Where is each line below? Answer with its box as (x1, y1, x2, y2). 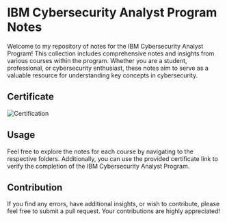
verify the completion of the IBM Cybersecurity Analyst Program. (7, 162, 190, 170)
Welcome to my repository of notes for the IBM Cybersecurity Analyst (7, 42, 204, 50)
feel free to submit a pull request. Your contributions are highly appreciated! (7, 207, 221, 215)
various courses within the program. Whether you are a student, (7, 56, 187, 64)
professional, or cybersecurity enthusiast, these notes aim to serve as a (7, 64, 209, 72)
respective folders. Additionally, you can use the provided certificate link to (7, 154, 219, 162)
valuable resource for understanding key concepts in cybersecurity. (7, 71, 198, 79)
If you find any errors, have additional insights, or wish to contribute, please (7, 200, 220, 208)
